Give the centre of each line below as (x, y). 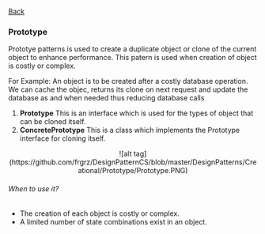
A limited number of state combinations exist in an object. (113, 221)
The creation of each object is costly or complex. (99, 213)
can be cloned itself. (53, 122)
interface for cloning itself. (62, 138)
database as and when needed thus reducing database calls (106, 98)
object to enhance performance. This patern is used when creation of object (132, 58)
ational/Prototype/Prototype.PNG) (133, 171)
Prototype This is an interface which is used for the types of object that (136, 113)
